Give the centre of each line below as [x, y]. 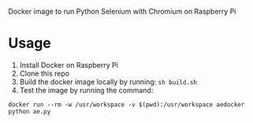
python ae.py [30, 111]
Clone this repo [44, 73]
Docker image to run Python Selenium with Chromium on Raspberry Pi [122, 11]
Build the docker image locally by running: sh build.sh [108, 81]
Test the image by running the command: [86, 90]
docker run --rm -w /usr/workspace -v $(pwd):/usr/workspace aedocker [126, 104]
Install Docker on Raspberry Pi [69, 65]
